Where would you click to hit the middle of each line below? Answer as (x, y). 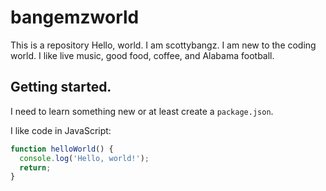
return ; (35, 167)
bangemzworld (75, 17)
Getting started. (61, 87)
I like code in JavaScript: (61, 130)
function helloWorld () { (62, 149)
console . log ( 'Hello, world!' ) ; (84, 158)
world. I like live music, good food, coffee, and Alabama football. (142, 55)
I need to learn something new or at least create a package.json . (142, 111)
